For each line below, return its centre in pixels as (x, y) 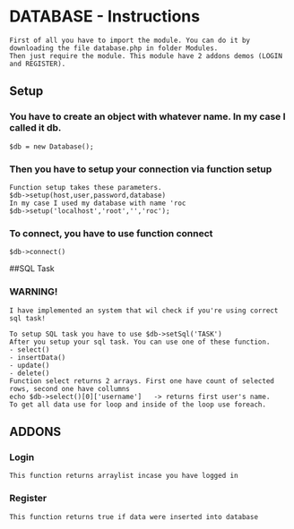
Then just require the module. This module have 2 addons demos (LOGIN (146, 55)
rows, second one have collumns (69, 388)
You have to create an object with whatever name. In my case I (147, 116)
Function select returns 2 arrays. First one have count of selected (142, 381)
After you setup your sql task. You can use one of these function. (140, 342)
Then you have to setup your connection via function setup (141, 169)
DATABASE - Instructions (104, 17)
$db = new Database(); (52, 146)
